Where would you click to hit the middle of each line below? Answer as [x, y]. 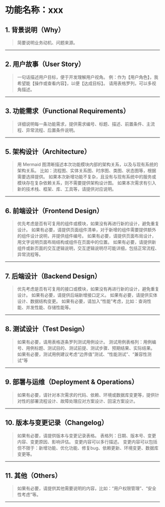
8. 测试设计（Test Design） [47, 329]
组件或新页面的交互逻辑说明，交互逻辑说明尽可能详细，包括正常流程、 [88, 248]
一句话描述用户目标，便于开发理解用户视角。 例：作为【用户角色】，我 [88, 77]
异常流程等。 [30, 254]
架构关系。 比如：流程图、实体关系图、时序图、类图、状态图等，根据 [86, 171]
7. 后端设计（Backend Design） [53, 276]
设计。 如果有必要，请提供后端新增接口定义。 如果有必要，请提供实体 [87, 295]
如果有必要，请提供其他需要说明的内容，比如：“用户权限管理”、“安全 [87, 488]
